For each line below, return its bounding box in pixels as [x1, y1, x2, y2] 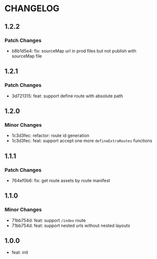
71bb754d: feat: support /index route [11, 217, 86, 223]
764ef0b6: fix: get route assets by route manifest [11, 177, 110, 183]
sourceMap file [11, 53, 42, 59]
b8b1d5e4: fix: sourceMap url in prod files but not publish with [11, 48, 137, 54]
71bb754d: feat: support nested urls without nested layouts [11, 222, 130, 228]
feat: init [11, 249, 28, 256]
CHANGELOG [4, 3, 59, 14]
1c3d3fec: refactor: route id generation [11, 132, 90, 139]
